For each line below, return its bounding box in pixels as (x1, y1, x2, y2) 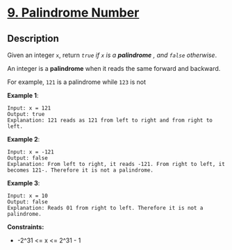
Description (7, 33, 59, 44)
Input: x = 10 (7, 192, 49, 199)
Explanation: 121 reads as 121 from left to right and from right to (7, 117, 213, 124)
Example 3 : (7, 179, 40, 187)
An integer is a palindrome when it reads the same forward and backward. (7, 65, 221, 72)
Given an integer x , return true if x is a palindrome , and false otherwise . (7, 51, 217, 59)
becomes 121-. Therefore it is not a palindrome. (7, 167, 154, 174)
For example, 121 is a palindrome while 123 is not (7, 78, 146, 86)
